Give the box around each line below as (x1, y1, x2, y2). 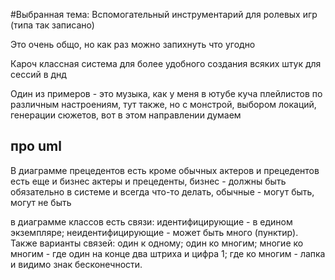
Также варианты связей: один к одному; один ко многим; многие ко (10, 237, 304, 249)
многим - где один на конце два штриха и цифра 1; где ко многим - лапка (10, 247, 326, 259)
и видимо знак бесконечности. (10, 258, 143, 270)
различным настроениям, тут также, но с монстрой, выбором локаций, (10, 99, 317, 110)
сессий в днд (10, 69, 67, 80)
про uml (10, 138, 62, 155)
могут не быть (10, 196, 72, 208)
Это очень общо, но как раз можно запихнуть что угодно (10, 39, 256, 50)
